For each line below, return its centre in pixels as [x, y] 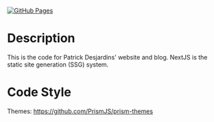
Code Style [39, 92]
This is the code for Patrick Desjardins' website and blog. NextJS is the [107, 57]
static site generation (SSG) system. [58, 64]
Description [41, 38]
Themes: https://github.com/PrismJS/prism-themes [80, 111]
